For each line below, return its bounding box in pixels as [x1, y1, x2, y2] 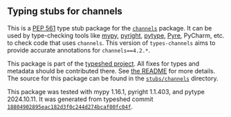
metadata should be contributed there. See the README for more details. [7, 66, 216, 75]
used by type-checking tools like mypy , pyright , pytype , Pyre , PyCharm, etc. [7, 31, 225, 39]
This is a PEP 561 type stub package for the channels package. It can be [7, 24, 212, 32]
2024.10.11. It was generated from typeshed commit [7, 95, 154, 103]
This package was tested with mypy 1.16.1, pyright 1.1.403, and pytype [7, 87, 205, 96]
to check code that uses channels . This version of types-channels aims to [7, 38, 216, 47]
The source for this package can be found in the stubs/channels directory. [7, 74, 219, 82]
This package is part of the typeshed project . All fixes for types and [7, 59, 200, 68]
